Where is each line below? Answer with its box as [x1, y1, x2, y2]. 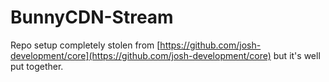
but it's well [273, 49, 321, 61]
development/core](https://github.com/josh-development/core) [10, 49, 272, 61]
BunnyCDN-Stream [10, 6, 174, 29]
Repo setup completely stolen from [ [10, 39, 161, 51]
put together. [10, 60, 64, 72]
